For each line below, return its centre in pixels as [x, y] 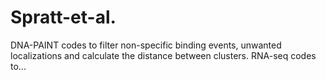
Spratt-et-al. [63, 17]
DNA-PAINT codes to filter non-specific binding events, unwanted [146, 45]
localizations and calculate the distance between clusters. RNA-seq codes [163, 55]
